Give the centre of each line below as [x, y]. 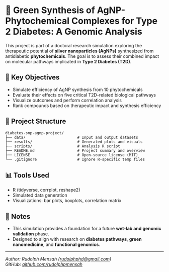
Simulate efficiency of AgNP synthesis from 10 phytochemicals [77, 89]
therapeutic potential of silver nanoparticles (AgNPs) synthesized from [79, 51]
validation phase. [31, 234]
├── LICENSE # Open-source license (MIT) [72, 155]
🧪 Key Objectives [32, 77]
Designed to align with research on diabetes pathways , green [77, 239]
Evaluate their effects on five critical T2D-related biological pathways [84, 95]
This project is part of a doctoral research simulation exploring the [74, 45]
